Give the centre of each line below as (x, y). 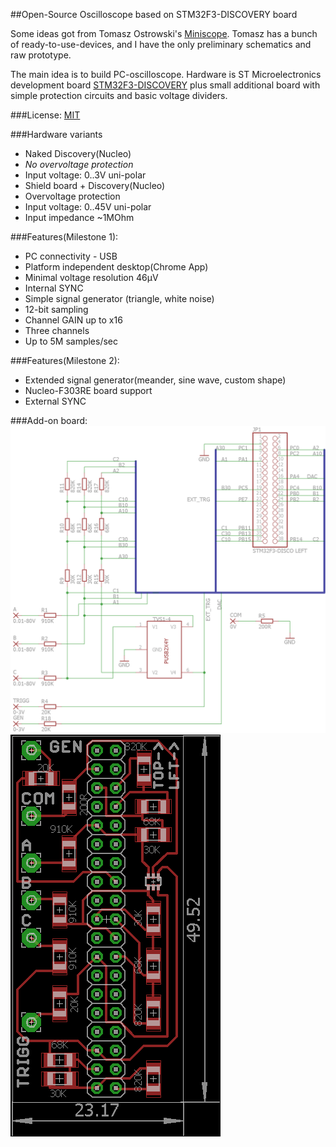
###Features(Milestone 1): (64, 237)
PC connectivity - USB (71, 256)
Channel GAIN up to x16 (73, 320)
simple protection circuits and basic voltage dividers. (119, 95)
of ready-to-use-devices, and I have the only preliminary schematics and (161, 44)
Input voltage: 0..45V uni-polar (88, 207)
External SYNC (55, 401)
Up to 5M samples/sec (71, 341)
